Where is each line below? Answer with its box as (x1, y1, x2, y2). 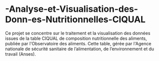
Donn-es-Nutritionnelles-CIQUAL (5, 14, 146, 25)
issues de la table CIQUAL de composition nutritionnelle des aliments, (5, 35, 147, 41)
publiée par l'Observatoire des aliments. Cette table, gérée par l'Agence (5, 40, 152, 46)
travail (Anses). (5, 51, 36, 57)
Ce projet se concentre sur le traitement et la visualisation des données (5, 30, 151, 36)
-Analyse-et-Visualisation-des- (5, 3, 138, 15)
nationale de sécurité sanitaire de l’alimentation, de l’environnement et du (5, 46, 155, 52)
